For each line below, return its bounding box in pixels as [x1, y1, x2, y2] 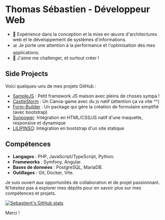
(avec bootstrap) [12, 109, 48, 115]
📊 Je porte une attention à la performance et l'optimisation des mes [12, 42, 156, 48]
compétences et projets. [5, 190, 56, 196]
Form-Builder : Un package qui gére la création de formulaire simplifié [12, 103, 159, 109]
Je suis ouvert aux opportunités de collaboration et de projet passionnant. [5, 179, 160, 186]
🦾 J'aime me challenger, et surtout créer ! [12, 55, 100, 61]
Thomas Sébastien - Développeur [5, 4, 150, 15]
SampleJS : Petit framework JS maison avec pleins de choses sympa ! [12, 93, 160, 99]
